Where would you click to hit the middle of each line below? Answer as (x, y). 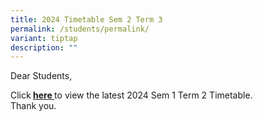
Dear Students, (41, 76)
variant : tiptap (44, 38)
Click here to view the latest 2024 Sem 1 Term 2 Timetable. (131, 95)
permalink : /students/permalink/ (80, 29)
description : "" (44, 47)
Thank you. (33, 106)
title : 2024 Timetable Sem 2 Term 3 (86, 19)
